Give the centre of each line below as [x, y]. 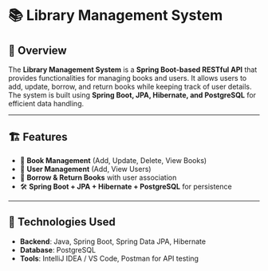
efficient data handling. [46, 104]
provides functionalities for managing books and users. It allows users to [128, 78]
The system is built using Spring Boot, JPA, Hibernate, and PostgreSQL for [132, 95]
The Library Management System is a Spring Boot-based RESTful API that [133, 70]
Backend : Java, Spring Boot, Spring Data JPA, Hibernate [112, 241]
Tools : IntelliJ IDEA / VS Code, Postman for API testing [109, 258]
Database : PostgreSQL [58, 249]
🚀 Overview [37, 50]
